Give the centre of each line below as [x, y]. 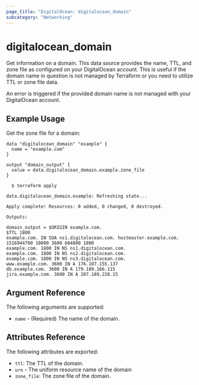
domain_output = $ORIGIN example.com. [54, 228]
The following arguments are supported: [56, 307]
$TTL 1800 [18, 233]
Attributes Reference [46, 337]
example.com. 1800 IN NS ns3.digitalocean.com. [66, 259]
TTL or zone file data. [32, 82]
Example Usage [36, 119]
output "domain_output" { [38, 165]
